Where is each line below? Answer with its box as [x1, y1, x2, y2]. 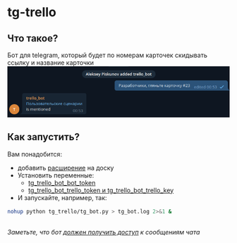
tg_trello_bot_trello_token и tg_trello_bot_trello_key [28, 186, 174, 194]
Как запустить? [7, 131, 80, 143]
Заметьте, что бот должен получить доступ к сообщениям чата [7, 228, 200, 237]
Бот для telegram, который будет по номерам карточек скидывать [7, 51, 208, 59]
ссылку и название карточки [7, 58, 94, 67]
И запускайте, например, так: [17, 193, 107, 201]
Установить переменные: [17, 170, 95, 180]
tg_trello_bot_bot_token [28, 178, 96, 187]
